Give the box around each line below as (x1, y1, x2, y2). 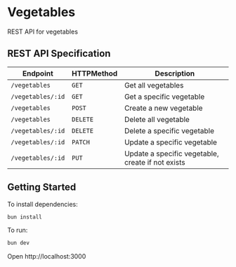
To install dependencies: (7, 200, 79, 208)
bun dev (7, 240, 30, 247)
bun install (7, 213, 42, 221)
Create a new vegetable (124, 103, 203, 113)
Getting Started (7, 182, 77, 193)
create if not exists (124, 157, 185, 167)
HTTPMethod (71, 68, 118, 78)
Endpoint (22, 68, 54, 78)
